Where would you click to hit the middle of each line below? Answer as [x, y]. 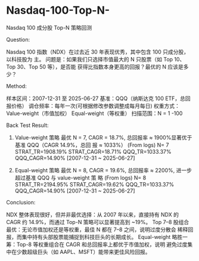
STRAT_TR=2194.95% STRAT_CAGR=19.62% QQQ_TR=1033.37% [94, 184]
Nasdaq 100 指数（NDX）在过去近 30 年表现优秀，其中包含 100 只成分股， [98, 52]
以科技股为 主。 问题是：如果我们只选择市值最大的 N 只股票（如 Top [90, 59]
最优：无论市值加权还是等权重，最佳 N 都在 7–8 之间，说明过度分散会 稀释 [97, 229]
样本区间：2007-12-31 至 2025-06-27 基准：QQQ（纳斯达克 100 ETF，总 [96, 98]
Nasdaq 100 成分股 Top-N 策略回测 [49, 27]
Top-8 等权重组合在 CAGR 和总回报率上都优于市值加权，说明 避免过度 [102, 244]
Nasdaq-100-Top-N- [58, 10]
